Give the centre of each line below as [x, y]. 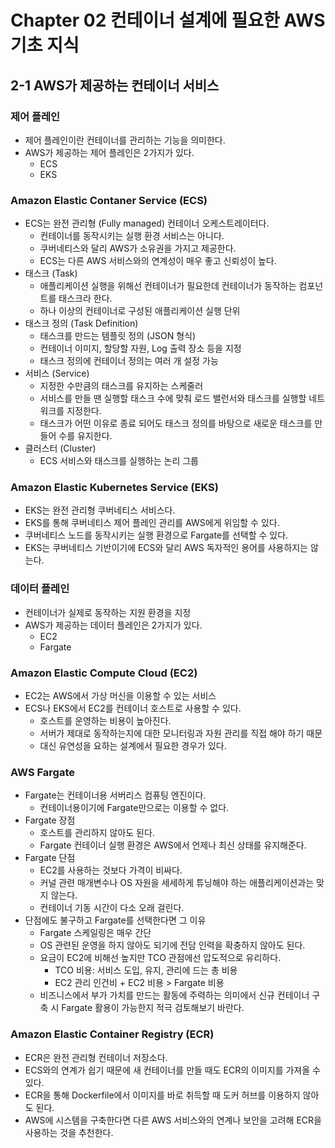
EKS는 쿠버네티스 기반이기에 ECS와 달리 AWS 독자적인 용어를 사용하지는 [166, 548]
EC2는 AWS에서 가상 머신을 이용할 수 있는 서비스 [120, 696]
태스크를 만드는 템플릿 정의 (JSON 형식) [118, 336]
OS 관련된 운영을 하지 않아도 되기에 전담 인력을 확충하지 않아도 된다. [172, 945]
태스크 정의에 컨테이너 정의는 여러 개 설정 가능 [129, 361]
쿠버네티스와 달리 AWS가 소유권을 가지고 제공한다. [138, 248]
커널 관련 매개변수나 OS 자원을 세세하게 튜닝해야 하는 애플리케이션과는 [177, 883]
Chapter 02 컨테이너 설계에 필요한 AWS [168, 20]
